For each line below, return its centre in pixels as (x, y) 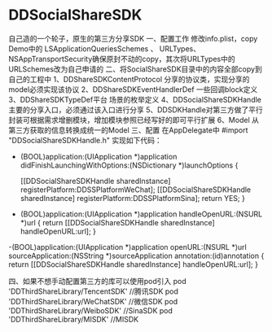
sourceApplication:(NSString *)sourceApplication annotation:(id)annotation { (136, 256)
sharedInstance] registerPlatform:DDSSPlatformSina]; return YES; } (133, 198)
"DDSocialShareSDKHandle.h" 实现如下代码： (85, 140)
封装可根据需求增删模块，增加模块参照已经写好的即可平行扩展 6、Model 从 (134, 120)
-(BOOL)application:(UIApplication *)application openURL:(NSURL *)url (127, 247)
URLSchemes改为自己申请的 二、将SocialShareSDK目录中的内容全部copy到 (135, 69)
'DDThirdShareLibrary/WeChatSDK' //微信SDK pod (93, 301)
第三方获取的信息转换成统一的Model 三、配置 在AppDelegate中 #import (128, 130)
